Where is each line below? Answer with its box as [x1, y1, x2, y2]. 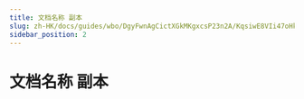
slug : [9, 22, 30, 31]
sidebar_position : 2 [9, 30, 88, 39]
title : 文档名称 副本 [9, 13, 83, 22]
